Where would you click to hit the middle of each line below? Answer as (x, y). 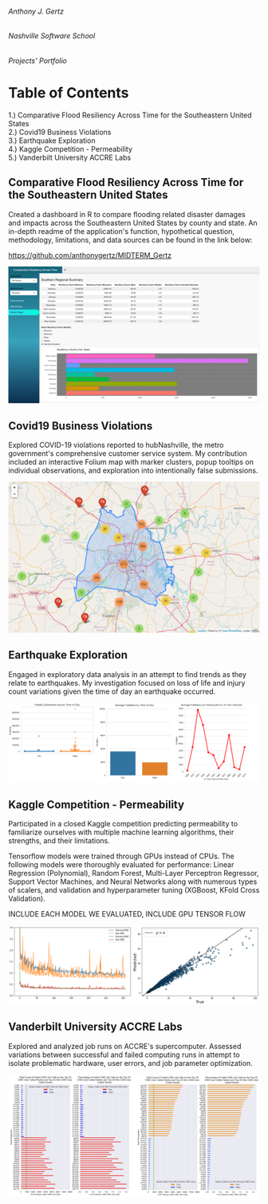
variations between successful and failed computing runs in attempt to (124, 1055)
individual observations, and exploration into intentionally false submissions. (133, 470)
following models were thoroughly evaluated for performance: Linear (121, 865)
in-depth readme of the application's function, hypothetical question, (122, 231)
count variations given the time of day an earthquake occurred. (112, 691)
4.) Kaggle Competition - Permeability (71, 149)
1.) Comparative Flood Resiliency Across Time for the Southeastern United (130, 115)
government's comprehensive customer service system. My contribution (128, 453)
